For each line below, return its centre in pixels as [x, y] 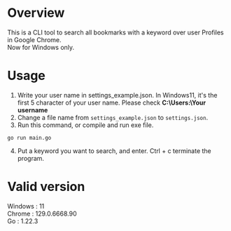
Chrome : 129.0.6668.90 [42, 213]
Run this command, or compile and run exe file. [85, 125]
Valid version [46, 187]
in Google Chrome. [34, 39]
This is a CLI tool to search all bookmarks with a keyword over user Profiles [115, 32]
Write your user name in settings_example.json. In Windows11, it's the [117, 95]
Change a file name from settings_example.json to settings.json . [113, 117]
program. [30, 158]
